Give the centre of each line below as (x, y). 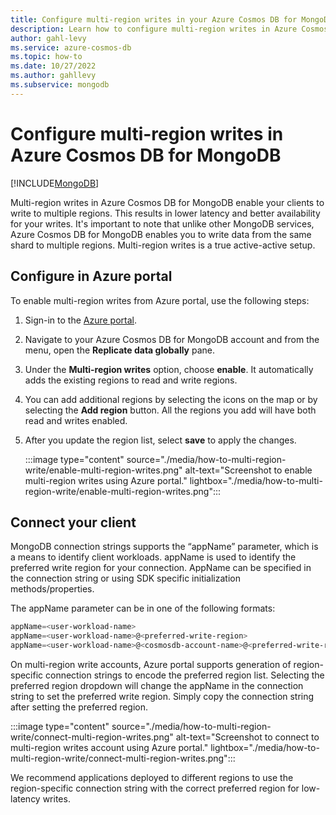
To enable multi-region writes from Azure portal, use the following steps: (160, 300)
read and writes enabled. (76, 420)
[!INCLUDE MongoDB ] (55, 183)
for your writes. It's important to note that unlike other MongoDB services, (162, 223)
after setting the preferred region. (79, 707)
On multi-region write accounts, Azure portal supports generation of (151, 664)
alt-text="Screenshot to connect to (247, 737)
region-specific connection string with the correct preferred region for (155, 788)
